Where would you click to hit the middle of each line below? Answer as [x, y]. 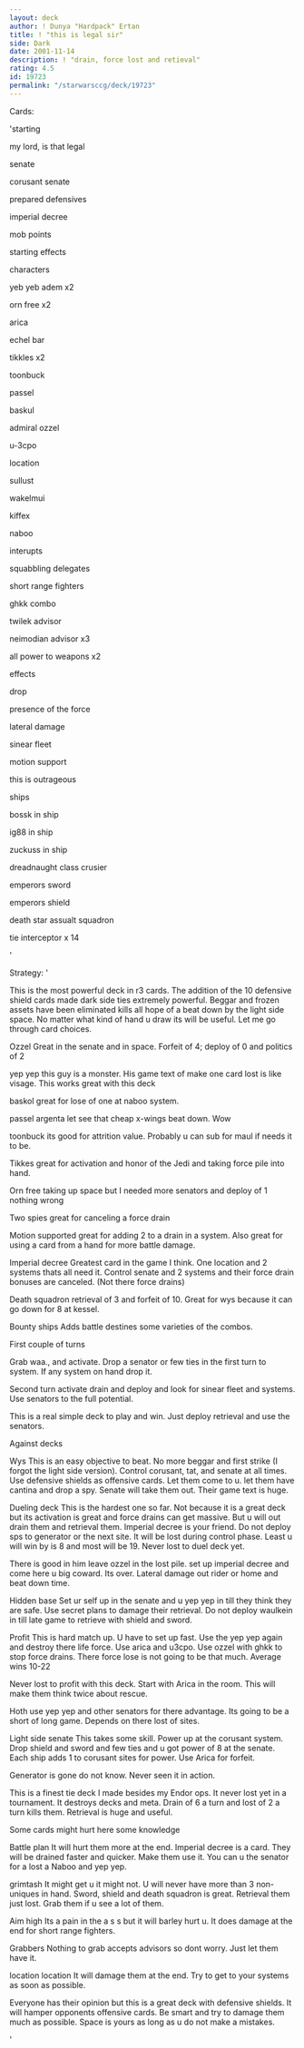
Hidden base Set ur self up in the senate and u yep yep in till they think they [151, 1600]
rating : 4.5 [32, 69]
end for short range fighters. [63, 1930]
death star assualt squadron [62, 920]
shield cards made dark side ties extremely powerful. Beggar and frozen [144, 1000]
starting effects [38, 251]
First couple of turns [48, 1344]
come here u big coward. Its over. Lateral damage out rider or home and [144, 1573]
